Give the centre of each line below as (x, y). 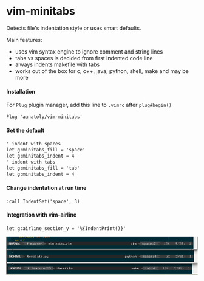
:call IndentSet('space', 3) (43, 201)
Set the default (25, 130)
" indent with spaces (34, 144)
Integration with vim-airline (42, 215)
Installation (21, 91)
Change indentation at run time (46, 187)
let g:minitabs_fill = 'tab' (43, 168)
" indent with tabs (31, 162)
